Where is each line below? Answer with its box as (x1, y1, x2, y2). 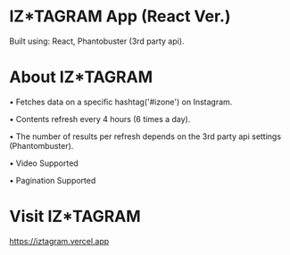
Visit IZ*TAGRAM (9, 207, 141, 226)
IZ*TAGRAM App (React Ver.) (9, 6, 231, 27)
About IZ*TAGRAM (9, 67, 153, 87)
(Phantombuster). (9, 140, 74, 151)
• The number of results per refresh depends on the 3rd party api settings (9, 131, 282, 142)
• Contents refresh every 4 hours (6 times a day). (9, 113, 191, 124)
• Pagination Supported (9, 175, 96, 185)
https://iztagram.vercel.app (9, 235, 110, 246)
